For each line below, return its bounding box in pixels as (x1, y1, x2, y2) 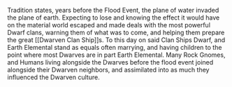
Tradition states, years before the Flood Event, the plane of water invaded (7, 6, 219, 14)
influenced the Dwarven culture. (7, 73, 100, 81)
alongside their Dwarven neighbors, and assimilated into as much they (7, 66, 210, 74)
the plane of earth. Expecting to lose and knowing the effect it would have (7, 13, 220, 22)
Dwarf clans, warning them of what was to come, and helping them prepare (7, 28, 225, 36)
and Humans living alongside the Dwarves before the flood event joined (7, 58, 214, 66)
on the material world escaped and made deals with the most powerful (7, 21, 211, 29)
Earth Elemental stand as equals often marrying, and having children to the (7, 43, 222, 51)
